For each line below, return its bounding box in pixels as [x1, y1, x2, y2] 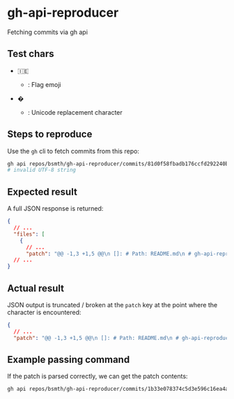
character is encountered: [7, 308, 81, 316]
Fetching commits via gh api [7, 28, 88, 36]
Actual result [7, 282, 65, 294]
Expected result [7, 186, 78, 197]
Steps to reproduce [7, 129, 93, 140]
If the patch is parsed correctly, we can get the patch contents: [7, 372, 188, 380]
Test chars [7, 48, 54, 60]
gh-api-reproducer [7, 5, 119, 21]
